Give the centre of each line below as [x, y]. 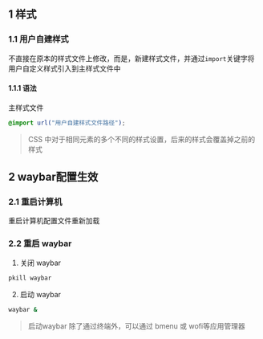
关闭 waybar [40, 263]
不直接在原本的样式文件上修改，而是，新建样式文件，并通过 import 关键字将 [131, 58]
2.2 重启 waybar [40, 243]
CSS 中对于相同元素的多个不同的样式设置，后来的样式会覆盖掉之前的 [141, 139]
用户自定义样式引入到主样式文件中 [65, 68]
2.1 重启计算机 [35, 202]
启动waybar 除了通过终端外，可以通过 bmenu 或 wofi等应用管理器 [137, 326]
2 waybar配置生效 [53, 177]
